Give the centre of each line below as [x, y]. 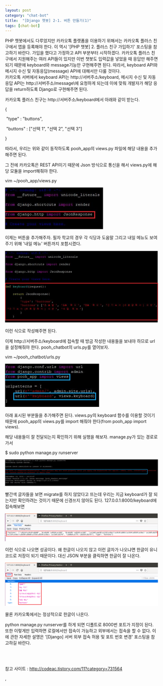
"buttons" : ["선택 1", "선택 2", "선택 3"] [44, 129]
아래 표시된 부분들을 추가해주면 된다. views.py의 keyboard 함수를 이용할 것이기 [80, 415]
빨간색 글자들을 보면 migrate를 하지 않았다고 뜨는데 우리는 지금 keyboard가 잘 [79, 494]
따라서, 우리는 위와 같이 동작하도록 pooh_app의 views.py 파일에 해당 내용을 [77, 149]
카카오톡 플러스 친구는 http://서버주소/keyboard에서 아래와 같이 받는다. [72, 100]
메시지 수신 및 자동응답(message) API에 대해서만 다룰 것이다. [63, 71]
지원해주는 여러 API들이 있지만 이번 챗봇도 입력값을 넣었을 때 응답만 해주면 [88, 59]
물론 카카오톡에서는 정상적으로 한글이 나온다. [47, 614]
